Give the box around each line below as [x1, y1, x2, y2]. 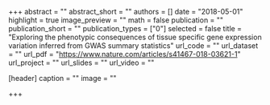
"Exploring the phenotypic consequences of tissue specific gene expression [8, 32, 262, 42]
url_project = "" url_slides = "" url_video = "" [8, 58, 155, 67]
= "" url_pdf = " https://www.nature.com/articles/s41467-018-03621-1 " [8, 50, 241, 59]
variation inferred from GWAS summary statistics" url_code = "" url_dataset [8, 41, 259, 50]
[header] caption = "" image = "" [8, 74, 117, 83]
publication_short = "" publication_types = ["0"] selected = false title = [8, 24, 243, 33]
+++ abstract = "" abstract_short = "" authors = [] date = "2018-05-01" [8, 7, 243, 16]
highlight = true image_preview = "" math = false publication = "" [8, 15, 224, 25]
